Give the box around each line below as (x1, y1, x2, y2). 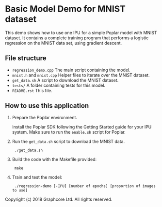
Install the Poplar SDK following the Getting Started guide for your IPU (12, 124, 152, 129)
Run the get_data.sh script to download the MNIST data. (12, 138, 125, 144)
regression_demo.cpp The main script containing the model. (12, 67, 130, 73)
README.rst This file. (12, 87, 52, 93)
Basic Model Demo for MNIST (5, 3, 126, 15)
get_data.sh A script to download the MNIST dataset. (12, 77, 119, 83)
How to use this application (5, 102, 89, 110)
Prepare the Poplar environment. (12, 114, 78, 120)
